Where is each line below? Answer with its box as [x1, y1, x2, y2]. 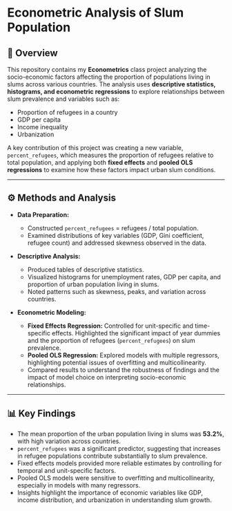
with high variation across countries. [17, 437, 121, 445]
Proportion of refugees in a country [17, 109, 118, 116]
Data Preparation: [17, 210, 70, 219]
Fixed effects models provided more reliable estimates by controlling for [17, 458, 222, 467]
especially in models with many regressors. [17, 481, 141, 489]
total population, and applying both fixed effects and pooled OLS [7, 158, 193, 167]
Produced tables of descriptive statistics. [27, 265, 144, 274]
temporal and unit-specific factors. [17, 466, 116, 474]
